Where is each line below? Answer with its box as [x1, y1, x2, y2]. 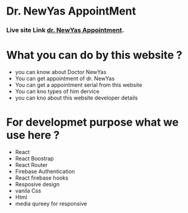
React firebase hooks [15, 174, 69, 181]
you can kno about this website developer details [15, 94, 138, 101]
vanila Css [15, 187, 41, 194]
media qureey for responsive [15, 200, 87, 207]
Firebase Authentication [15, 167, 75, 175]
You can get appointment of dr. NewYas [15, 75, 115, 83]
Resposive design [15, 180, 59, 188]
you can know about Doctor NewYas [15, 69, 107, 76]
